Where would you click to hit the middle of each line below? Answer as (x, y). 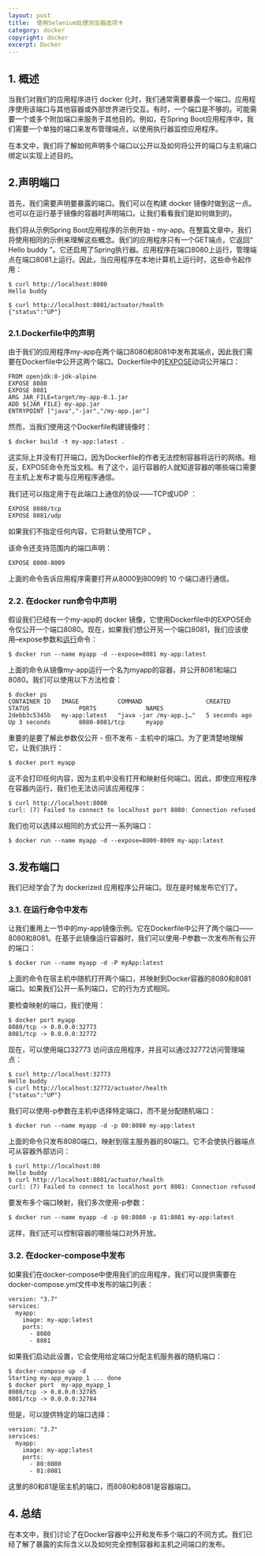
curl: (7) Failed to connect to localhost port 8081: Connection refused (132, 1187)
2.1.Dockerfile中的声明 (51, 333)
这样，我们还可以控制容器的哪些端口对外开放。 (84, 1233)
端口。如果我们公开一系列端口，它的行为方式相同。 (91, 989)
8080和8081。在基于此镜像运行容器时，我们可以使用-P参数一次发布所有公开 (132, 938)
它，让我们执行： (36, 748)
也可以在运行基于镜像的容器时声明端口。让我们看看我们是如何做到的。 (122, 213)
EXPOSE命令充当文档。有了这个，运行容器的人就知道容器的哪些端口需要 (139, 467)
